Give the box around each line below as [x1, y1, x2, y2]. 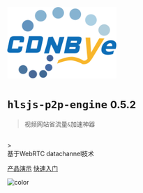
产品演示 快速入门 [7, 165, 58, 172]
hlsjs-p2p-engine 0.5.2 [7, 98, 137, 112]
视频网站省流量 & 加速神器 [24, 120, 96, 128]
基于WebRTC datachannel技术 [7, 149, 94, 158]
